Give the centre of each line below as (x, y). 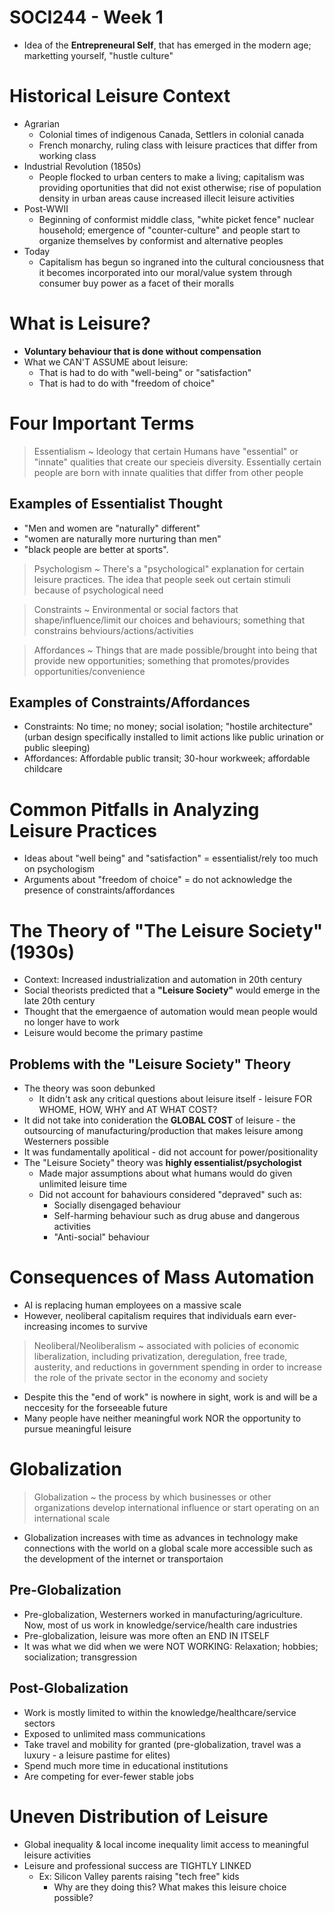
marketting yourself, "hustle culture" (98, 55)
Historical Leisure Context (120, 96)
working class (67, 155)
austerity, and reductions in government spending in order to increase (177, 1367)
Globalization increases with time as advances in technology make (161, 1537)
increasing (45, 1326)
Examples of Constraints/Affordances (130, 702)
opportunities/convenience (89, 671)
